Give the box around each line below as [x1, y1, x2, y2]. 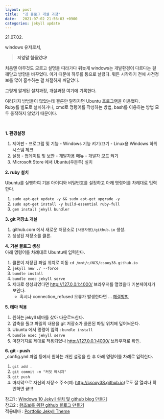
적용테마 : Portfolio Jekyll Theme [5, 408, 70, 414]
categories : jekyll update [5, 21, 60, 26]
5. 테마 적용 [5, 304, 27, 310]
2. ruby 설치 [5, 169, 29, 175]
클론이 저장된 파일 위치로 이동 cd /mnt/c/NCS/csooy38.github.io [12, 260, 138, 266]
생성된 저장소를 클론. [12, 233, 52, 239]
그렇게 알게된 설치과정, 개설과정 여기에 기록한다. [5, 88, 97, 93]
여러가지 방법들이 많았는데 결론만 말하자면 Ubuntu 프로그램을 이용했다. [5, 98, 141, 104]
